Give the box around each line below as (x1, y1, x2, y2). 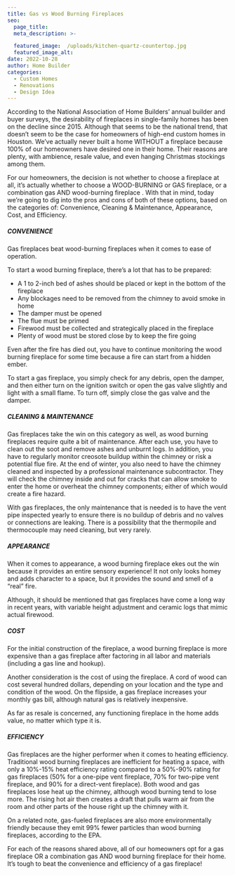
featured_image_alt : (13, 49, 74, 56)
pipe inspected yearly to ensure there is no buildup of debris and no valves (7, 511, 224, 519)
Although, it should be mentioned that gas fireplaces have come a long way (7, 595, 226, 604)
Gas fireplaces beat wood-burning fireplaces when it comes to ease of (7, 245, 212, 253)
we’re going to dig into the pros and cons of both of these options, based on (7, 196, 227, 205)
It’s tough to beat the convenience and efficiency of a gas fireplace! (7, 860, 202, 868)
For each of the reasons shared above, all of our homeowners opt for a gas (7, 845, 224, 853)
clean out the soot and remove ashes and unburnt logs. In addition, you (7, 445, 213, 453)
